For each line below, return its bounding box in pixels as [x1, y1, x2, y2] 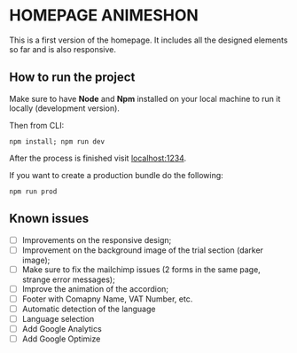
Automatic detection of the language [21, 303, 156, 314]
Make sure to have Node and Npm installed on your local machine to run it [9, 93, 281, 104]
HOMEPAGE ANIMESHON [9, 5, 199, 26]
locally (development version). [9, 103, 120, 114]
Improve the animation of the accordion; [21, 283, 169, 294]
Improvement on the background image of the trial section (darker [21, 245, 264, 255]
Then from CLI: [9, 120, 65, 130]
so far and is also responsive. [9, 43, 117, 54]
